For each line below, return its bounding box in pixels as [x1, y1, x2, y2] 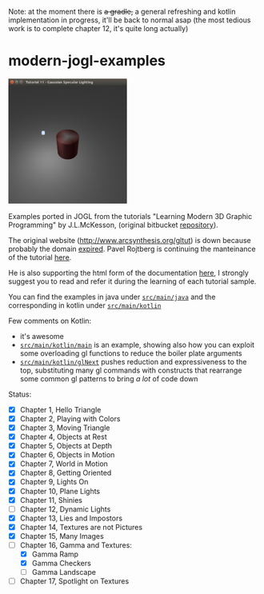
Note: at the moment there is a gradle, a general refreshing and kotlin [8, 7, 236, 16]
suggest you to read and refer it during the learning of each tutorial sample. [8, 276, 257, 286]
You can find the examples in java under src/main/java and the [8, 292, 216, 301]
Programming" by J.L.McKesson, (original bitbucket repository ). [8, 220, 218, 229]
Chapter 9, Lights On [19, 477, 89, 487]
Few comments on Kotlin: [8, 316, 92, 325]
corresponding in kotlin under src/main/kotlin [8, 300, 162, 310]
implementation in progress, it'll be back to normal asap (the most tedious [8, 15, 251, 25]
